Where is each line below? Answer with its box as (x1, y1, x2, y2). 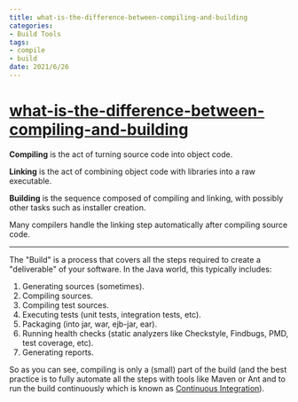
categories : (9, 21, 53, 30)
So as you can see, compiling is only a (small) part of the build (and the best (9, 364, 287, 374)
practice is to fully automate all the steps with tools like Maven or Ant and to (9, 374, 286, 384)
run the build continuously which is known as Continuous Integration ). (9, 382, 264, 393)
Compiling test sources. (21, 299, 109, 311)
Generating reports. (21, 347, 95, 358)
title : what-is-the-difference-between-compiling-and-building (9, 12, 248, 22)
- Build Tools (9, 29, 62, 38)
